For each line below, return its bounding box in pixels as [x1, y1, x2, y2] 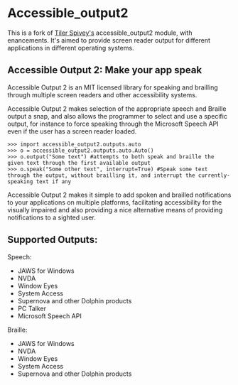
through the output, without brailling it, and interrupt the [7, 172, 195, 179]
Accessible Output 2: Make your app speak [7, 64, 202, 76]
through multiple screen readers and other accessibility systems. [7, 90, 198, 99]
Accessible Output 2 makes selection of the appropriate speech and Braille [7, 104, 227, 113]
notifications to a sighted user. [7, 213, 96, 222]
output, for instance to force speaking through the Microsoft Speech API [7, 119, 219, 128]
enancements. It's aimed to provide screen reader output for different [7, 36, 211, 44]
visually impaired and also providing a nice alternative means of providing [7, 205, 223, 214]
